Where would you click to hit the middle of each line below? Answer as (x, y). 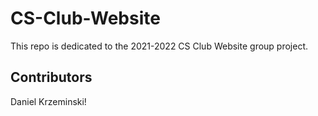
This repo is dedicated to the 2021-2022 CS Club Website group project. (159, 46)
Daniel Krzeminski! (48, 101)
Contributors (51, 77)
